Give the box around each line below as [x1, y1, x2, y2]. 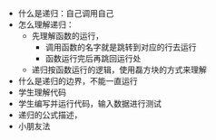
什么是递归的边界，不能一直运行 [17, 76, 138, 86]
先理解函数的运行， [31, 31, 104, 41]
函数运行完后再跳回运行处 [44, 53, 142, 63]
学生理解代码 [17, 87, 66, 98]
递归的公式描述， [17, 109, 83, 120]
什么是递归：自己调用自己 [17, 8, 114, 18]
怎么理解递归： [17, 19, 74, 30]
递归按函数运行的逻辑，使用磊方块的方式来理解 [31, 64, 207, 75]
